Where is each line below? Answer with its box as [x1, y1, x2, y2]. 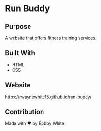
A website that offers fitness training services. [5, 35, 97, 41]
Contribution [5, 108, 44, 116]
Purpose [5, 22, 31, 30]
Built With [5, 49, 35, 57]
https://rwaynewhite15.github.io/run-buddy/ [5, 94, 92, 100]
